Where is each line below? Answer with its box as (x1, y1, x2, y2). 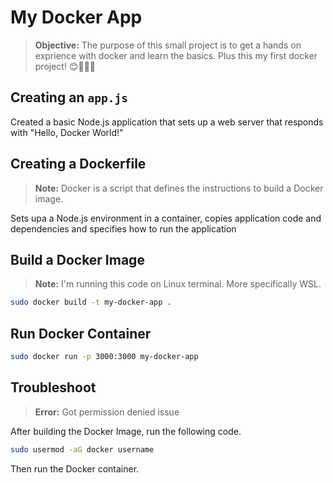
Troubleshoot (10, 379, 97, 396)
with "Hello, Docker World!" (10, 126, 124, 138)
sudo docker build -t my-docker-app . (10, 297, 172, 308)
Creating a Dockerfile (10, 156, 147, 173)
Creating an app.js (10, 89, 128, 106)
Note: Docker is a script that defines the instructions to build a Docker (34, 182, 324, 194)
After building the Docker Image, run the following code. (10, 425, 242, 437)
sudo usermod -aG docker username (10, 444, 155, 455)
